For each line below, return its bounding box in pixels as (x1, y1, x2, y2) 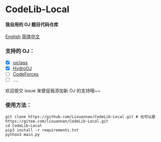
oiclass (12, 60, 28, 66)
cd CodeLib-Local (5, 123, 42, 128)
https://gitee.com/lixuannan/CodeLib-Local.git (5, 119, 109, 124)
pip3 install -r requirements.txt (5, 128, 79, 133)
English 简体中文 (5, 34, 40, 40)
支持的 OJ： (5, 47, 35, 54)
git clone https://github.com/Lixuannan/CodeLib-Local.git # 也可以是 (5, 115, 156, 120)
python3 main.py (5, 132, 40, 137)
